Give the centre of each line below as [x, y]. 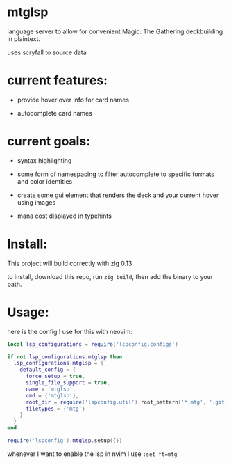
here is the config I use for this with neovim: [70, 331]
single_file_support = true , [68, 383]
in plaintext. [24, 38]
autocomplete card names [54, 113]
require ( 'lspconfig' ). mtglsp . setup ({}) [65, 441]
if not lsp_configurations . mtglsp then [65, 357]
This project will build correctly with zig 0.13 [70, 263]
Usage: [28, 312]
